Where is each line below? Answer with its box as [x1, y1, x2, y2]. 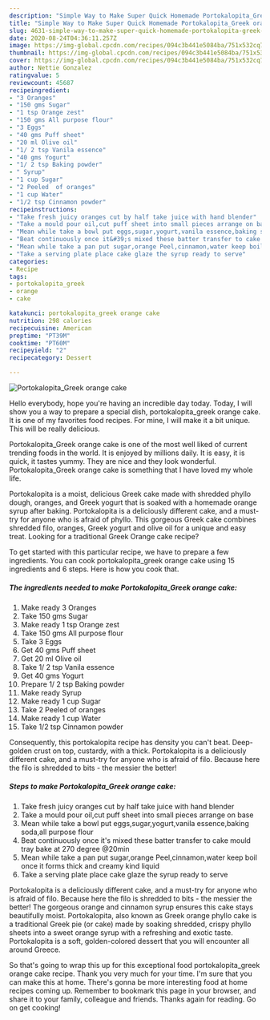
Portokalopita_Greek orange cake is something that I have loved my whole [9, 466, 253, 474]
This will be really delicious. [9, 424, 101, 433]
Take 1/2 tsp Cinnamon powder [20, 722, 123, 732]
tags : [9, 272, 27, 280]
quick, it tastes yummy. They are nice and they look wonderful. [9, 457, 217, 466]
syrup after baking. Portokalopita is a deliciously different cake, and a [9, 506, 238, 515]
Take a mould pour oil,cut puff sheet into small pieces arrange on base [20, 810, 254, 820]
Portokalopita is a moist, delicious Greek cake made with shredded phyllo [9, 490, 252, 498]
